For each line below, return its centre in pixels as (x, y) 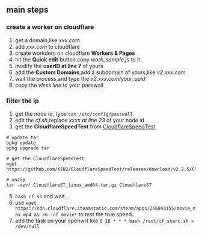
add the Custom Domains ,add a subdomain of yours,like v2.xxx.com (100, 72)
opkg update (21, 143)
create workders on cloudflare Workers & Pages (75, 53)
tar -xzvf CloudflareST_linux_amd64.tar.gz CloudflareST (79, 185)
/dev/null (27, 226)
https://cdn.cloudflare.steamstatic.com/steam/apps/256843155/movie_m (105, 208)
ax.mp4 (23, 215)
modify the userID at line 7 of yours (59, 66)
